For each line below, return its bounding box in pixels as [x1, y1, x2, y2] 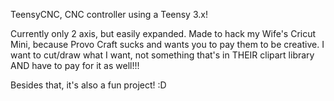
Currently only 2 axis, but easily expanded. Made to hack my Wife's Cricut [10, 28, 317, 39]
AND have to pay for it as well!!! [10, 60, 140, 71]
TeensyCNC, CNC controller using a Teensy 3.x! [10, 9, 208, 20]
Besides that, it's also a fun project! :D [10, 79, 167, 91]
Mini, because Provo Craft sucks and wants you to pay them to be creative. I [10, 39, 325, 50]
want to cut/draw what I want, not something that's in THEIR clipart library [10, 49, 315, 61]
